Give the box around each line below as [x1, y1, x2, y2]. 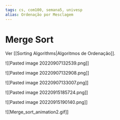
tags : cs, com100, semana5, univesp [5, 7, 83, 13]
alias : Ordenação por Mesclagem [5, 12, 73, 17]
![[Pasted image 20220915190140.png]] [5, 99, 88, 105]
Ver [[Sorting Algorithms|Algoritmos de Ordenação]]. [5, 50, 115, 56]
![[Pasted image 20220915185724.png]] [5, 89, 88, 96]
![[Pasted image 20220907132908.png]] [5, 70, 90, 76]
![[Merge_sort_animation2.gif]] [5, 109, 69, 115]
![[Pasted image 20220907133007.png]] [5, 80, 89, 86]
